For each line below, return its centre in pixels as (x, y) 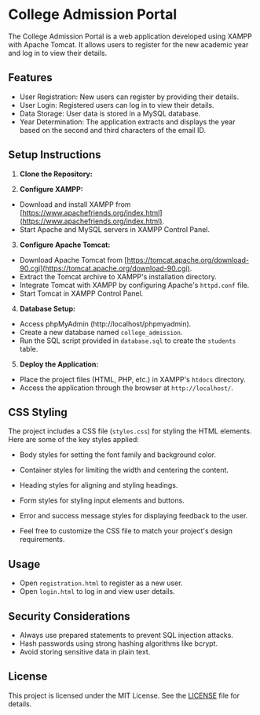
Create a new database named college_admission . (101, 332)
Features (30, 77)
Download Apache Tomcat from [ (73, 260)
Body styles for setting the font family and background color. (118, 455)
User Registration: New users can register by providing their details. (129, 97)
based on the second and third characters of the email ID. (113, 130)
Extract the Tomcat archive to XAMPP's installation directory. (118, 276)
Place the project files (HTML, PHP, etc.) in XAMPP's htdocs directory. (132, 379)
